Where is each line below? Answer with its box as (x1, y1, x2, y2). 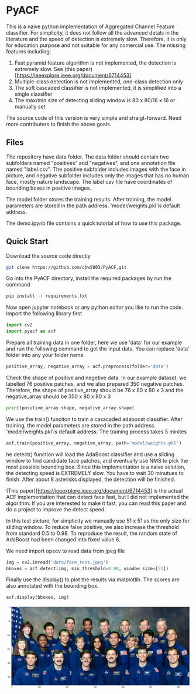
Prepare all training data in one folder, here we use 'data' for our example (6, 339, 183, 346)
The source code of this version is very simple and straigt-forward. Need (6, 114, 182, 121)
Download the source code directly (6, 252, 91, 259)
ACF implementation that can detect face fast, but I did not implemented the (6, 493, 189, 500)
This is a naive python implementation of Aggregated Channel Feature (6, 23, 175, 30)
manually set (14, 103, 46, 110)
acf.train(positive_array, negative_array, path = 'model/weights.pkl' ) (6, 440, 182, 446)
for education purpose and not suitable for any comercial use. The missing (6, 42, 186, 49)
